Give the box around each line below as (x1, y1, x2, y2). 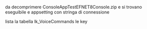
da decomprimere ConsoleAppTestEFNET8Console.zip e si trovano (5, 4, 143, 10)
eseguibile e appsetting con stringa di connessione (5, 9, 110, 15)
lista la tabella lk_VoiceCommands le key (5, 19, 88, 24)
